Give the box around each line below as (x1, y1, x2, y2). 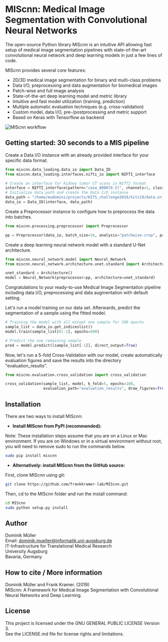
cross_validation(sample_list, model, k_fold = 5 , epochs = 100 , (5, 381, 135, 386)
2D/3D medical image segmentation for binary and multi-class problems (12, 77, 161, 83)
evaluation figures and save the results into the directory (5, 357, 121, 363)
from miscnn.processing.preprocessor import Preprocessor (5, 224, 128, 229)
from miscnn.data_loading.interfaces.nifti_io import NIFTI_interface (5, 172, 155, 177)
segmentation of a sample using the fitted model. (5, 310, 106, 316)
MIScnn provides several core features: (5, 67, 86, 73)
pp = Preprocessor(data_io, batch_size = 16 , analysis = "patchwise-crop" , (5, 233, 157, 238)
